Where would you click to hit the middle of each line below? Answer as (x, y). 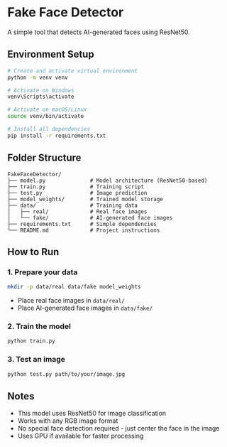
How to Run (33, 252)
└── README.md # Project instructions (84, 230)
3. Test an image (36, 360)
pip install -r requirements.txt (57, 136)
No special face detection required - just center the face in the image (118, 429)
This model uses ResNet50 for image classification (92, 414)
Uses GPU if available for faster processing (81, 436)
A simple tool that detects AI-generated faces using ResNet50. (99, 32)
